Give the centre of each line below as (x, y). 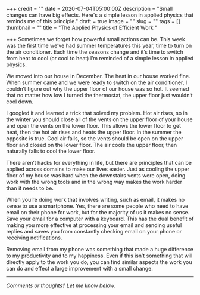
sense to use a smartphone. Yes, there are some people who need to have (97, 206)
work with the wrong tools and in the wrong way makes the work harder (94, 182)
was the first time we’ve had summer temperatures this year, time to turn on (99, 45)
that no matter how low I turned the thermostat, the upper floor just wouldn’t (99, 95)
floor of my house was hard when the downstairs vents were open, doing (96, 175)
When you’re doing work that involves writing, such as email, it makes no (96, 200)
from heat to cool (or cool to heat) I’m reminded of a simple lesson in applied (100, 58)
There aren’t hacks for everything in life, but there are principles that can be (99, 163)
